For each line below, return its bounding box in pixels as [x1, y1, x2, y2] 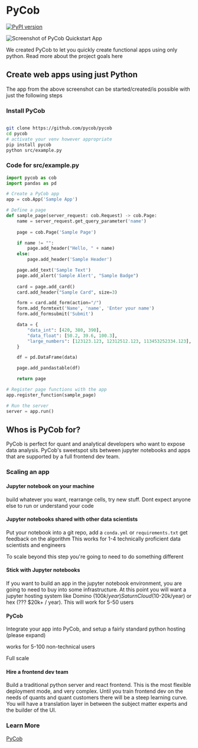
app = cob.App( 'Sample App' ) [6, 196, 78, 202]
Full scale [6, 655, 30, 662]
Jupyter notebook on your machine [6, 482, 95, 489]
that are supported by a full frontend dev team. [6, 453, 120, 460]
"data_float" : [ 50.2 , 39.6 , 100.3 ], [27, 333, 118, 339]
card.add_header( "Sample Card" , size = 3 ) [17, 289, 118, 295]
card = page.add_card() [17, 284, 76, 289]
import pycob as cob [6, 174, 57, 181]
